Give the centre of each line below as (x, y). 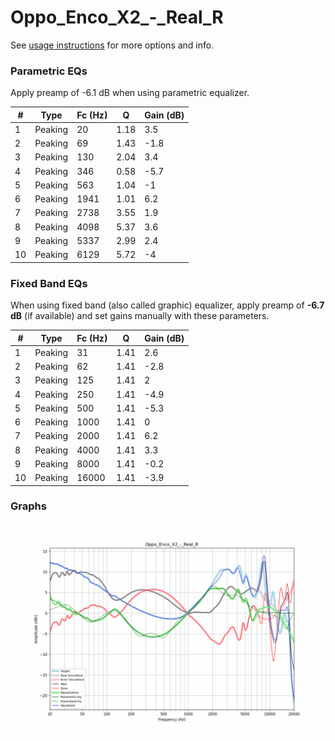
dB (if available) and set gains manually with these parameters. (140, 316)
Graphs (28, 506)
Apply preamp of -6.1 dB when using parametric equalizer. (130, 93)
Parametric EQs (49, 71)
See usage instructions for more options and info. (112, 45)
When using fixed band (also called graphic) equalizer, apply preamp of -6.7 (167, 305)
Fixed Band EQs (49, 283)
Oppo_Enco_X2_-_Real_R (117, 17)
